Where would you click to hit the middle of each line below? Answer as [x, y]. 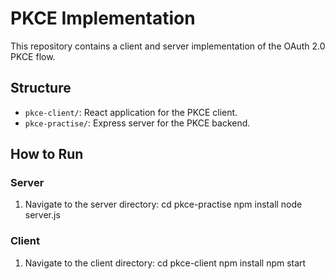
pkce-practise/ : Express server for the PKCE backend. [137, 123]
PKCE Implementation [103, 18]
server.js [42, 215]
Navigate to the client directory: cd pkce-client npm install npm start [165, 263]
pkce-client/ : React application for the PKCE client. [131, 112]
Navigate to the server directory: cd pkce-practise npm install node [163, 204]
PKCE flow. [33, 56]
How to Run [47, 154]
